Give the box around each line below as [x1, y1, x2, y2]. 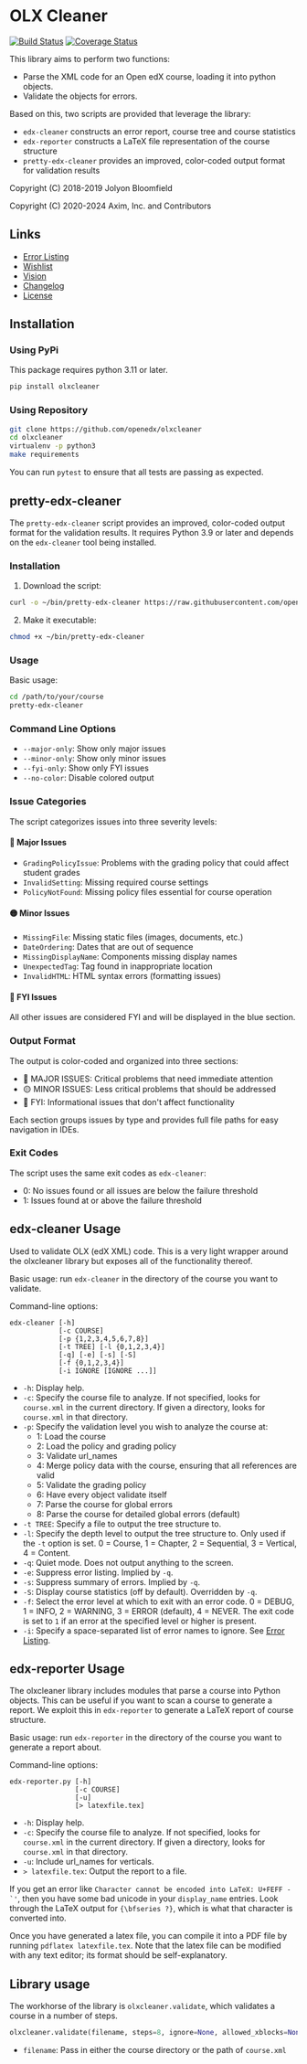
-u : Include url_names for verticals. [22, 1857, 154, 1867]
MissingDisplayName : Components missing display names [22, 952, 238, 963]
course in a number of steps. [9, 2010, 119, 2021]
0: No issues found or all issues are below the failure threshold [22, 1185, 259, 1196]
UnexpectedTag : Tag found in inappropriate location [22, 961, 213, 972]
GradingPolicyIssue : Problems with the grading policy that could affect [22, 856, 290, 868]
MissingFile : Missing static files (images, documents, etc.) [22, 931, 244, 942]
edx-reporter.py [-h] [9, 1777, 92, 1787]
